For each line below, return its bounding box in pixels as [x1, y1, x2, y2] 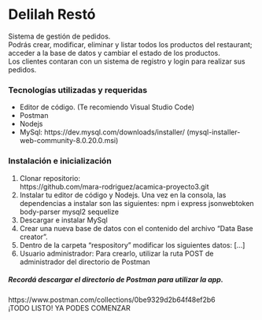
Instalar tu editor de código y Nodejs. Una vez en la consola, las [19, 190, 227, 200]
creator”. [19, 232, 49, 241]
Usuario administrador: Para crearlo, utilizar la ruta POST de [19, 248, 214, 258]
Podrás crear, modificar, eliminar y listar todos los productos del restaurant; [8, 39, 253, 49]
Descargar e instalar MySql [19, 215, 108, 225]
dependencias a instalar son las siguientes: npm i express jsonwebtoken [19, 198, 254, 208]
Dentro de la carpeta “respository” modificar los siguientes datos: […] [19, 240, 245, 249]
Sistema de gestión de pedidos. [8, 31, 111, 41]
